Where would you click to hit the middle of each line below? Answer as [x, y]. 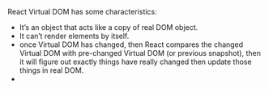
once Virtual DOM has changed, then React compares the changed [131, 44]
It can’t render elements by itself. [74, 36]
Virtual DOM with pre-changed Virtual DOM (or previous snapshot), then [140, 53]
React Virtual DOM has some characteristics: [82, 12]
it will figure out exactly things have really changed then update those [135, 61]
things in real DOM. [51, 70]
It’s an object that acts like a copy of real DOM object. [109, 27]
